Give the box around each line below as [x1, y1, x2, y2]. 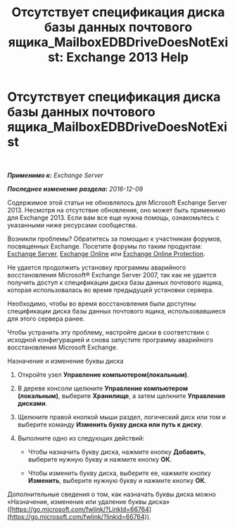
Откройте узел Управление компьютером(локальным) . [17, 370, 189, 378]
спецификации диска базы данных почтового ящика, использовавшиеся [7, 306, 227, 315]
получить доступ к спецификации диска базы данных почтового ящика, [7, 278, 224, 287]
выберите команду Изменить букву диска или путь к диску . [17, 420, 203, 428]
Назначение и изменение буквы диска [7, 356, 124, 365]
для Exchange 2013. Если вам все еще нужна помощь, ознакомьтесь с [7, 213, 220, 222]
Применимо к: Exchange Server [7, 171, 104, 179]
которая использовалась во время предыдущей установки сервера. [7, 285, 215, 294]
